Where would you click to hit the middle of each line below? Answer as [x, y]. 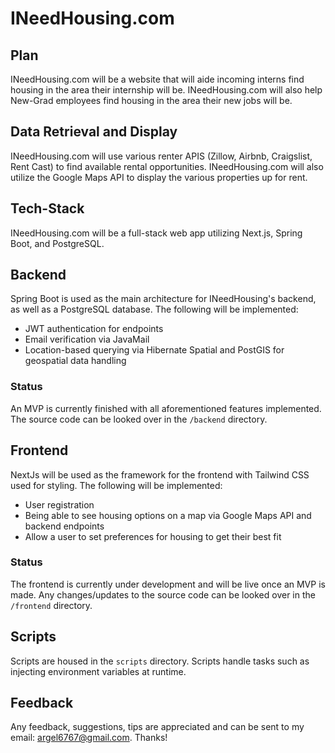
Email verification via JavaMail [87, 339]
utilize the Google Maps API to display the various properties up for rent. [159, 177]
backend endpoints [64, 526]
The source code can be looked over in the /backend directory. [139, 419]
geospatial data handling [75, 361]
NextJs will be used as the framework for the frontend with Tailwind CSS [160, 474]
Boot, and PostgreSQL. [57, 243]
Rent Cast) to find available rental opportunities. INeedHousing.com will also [167, 166]
